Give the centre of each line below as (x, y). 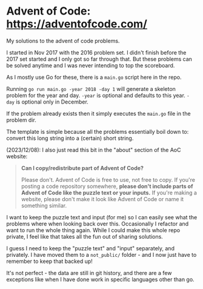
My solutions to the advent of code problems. (63, 41)
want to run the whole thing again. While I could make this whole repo (93, 230)
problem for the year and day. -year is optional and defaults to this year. (96, 95)
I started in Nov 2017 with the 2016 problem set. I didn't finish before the (96, 52)
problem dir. (21, 120)
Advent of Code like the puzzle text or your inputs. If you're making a (109, 193)
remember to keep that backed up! (49, 261)
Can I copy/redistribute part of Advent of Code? (82, 168)
